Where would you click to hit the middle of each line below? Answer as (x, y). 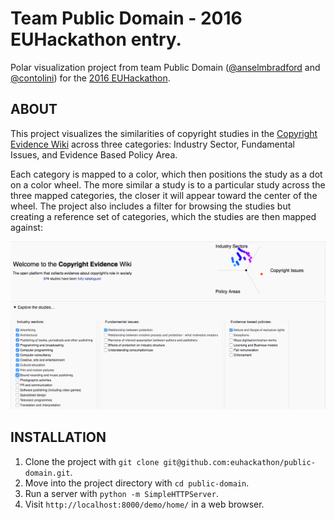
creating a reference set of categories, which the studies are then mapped (163, 216)
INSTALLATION (58, 437)
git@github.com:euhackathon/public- (239, 462)
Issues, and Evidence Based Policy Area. (94, 154)
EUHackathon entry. (96, 39)
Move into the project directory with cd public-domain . (137, 483)
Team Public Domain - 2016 (126, 18)
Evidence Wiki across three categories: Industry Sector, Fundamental (152, 144)
